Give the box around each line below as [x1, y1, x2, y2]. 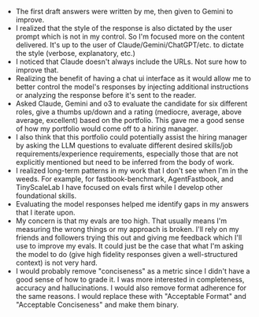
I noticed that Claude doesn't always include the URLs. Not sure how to [15, 57, 247, 66]
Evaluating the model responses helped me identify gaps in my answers [15, 200, 250, 208]
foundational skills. [15, 191, 77, 200]
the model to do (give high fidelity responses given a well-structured [15, 250, 239, 259]
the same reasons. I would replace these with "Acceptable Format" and [15, 292, 246, 300]
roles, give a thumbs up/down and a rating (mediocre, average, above [15, 107, 242, 117]
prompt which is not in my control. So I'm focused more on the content [15, 32, 246, 41]
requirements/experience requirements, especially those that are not [15, 149, 239, 158]
